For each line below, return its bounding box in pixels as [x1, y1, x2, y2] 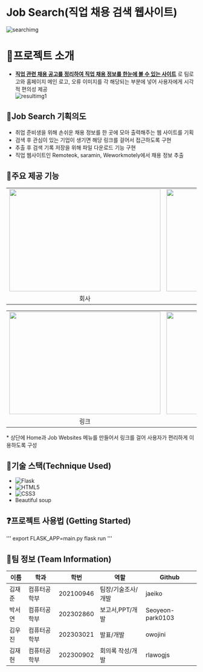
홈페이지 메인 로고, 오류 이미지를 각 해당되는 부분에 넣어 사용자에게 [26, 78, 183, 85]
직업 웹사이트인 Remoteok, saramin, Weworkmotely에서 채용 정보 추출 [14, 151, 184, 158]
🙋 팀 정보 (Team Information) [6, 554, 112, 564]
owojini [145, 630, 166, 639]
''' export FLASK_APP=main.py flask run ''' [6, 535, 113, 542]
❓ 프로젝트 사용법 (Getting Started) [6, 516, 131, 526]
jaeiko [145, 589, 163, 597]
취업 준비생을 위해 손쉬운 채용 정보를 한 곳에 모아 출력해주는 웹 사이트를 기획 [14, 129, 195, 136]
